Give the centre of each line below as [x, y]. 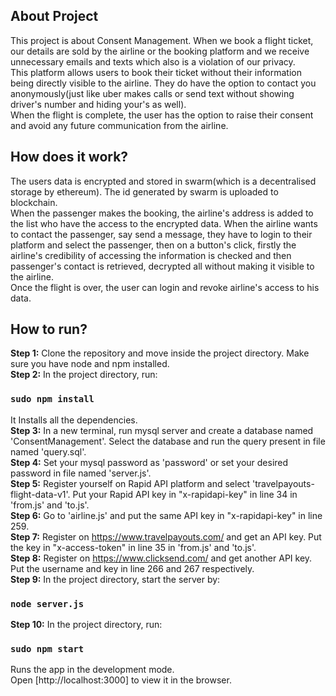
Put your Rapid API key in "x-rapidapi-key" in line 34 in [185, 494]
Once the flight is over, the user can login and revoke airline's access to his [165, 287]
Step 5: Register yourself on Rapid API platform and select [130, 483]
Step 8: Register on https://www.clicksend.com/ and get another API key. [161, 558]
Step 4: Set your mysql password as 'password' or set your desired [149, 462]
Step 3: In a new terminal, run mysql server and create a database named [162, 430]
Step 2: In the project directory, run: [84, 375]
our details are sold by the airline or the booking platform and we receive [160, 51]
